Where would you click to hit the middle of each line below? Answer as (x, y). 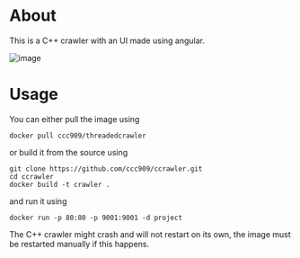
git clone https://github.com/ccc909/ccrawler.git (106, 169)
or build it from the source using (69, 152)
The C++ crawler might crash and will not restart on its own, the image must (150, 234)
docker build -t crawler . (60, 184)
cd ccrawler (31, 176)
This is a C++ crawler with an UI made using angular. (107, 40)
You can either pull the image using (75, 119)
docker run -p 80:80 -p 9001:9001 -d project (96, 218)
